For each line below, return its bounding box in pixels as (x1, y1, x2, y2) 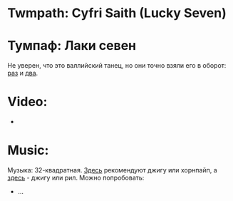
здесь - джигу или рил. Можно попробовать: (7, 173, 145, 182)
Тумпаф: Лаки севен (7, 38, 137, 54)
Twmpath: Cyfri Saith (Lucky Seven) (7, 5, 227, 21)
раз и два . (7, 69, 38, 78)
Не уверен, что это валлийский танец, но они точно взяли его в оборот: (7, 61, 227, 70)
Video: (7, 94, 48, 110)
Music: (7, 143, 49, 158)
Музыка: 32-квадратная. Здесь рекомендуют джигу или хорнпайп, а (7, 166, 217, 174)
